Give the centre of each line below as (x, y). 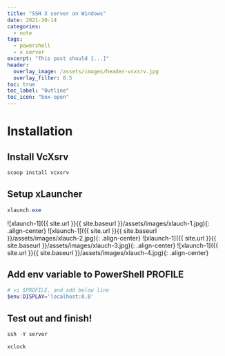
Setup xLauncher (45, 194)
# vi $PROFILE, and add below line (58, 290)
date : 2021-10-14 (32, 20)
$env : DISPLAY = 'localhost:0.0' (51, 297)
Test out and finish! (50, 318)
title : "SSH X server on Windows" (57, 13)
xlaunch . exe (24, 210)
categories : (24, 26)
